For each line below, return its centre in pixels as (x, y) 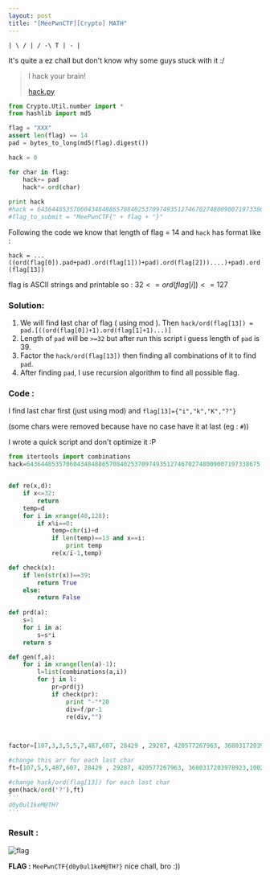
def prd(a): (28, 613)
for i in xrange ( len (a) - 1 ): (70, 664)
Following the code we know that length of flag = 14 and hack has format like (135, 232)
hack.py (41, 91)
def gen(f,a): (32, 657)
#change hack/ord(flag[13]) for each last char (90, 782)
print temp (84, 546)
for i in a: (43, 627)
